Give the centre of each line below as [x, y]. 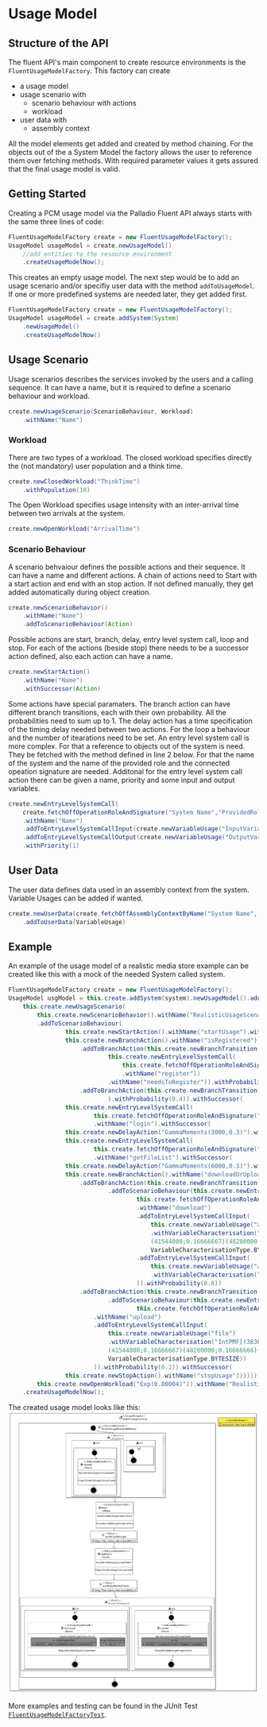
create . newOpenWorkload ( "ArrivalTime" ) [74, 529]
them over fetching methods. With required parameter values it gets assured [133, 161]
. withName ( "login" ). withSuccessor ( [153, 1124]
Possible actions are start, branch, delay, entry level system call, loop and [128, 640]
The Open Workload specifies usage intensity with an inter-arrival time [124, 505]
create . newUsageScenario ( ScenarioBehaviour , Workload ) [101, 411]
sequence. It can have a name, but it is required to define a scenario [120, 387]
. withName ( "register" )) [161, 1074]
